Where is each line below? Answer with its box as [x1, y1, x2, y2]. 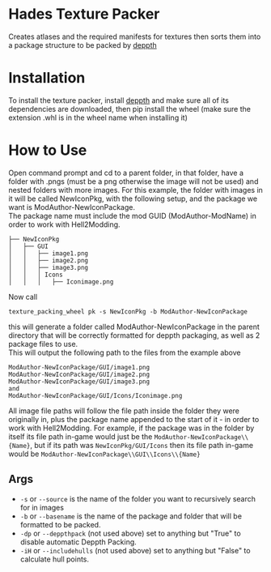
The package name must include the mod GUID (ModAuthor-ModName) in [8, 211, 257, 220]
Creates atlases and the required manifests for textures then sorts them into [8, 32, 261, 41]
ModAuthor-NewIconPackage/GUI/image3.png [8, 378, 150, 386]
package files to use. [8, 339, 78, 348]
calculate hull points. [19, 554, 90, 564]
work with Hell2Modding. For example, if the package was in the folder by [8, 423, 255, 433]
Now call [8, 292, 38, 301]
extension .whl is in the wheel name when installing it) [8, 113, 188, 122]
